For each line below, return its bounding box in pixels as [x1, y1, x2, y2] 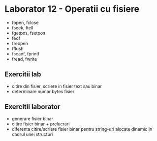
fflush [11, 46, 24, 51]
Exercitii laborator [4, 103, 61, 111]
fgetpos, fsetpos [11, 30, 45, 36]
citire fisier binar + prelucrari [11, 121, 70, 127]
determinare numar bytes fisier [11, 88, 75, 94]
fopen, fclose [11, 20, 39, 25]
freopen [11, 40, 28, 46]
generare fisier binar [11, 116, 54, 121]
